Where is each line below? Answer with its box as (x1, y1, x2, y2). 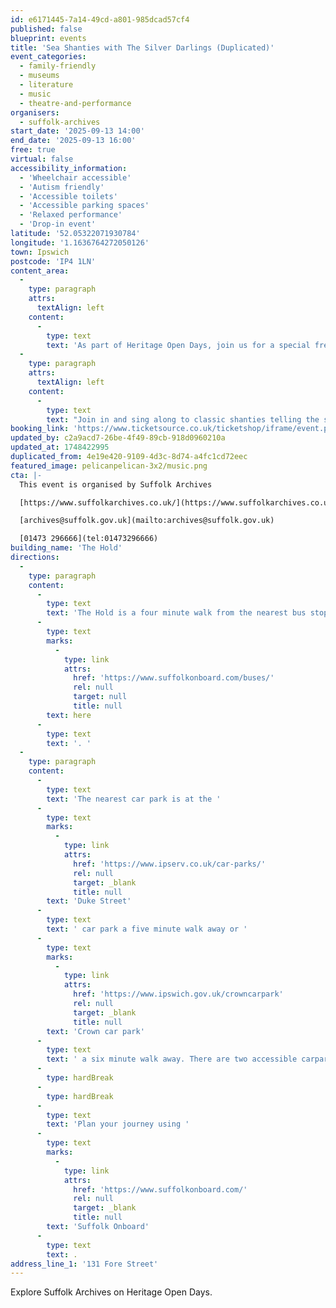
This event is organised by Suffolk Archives (19, 479, 213, 490)
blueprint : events (10, 33, 87, 43)
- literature (19, 80, 74, 90)
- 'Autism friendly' (19, 182, 105, 192)
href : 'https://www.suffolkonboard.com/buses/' (73, 673, 275, 683)
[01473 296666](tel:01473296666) (19, 534, 159, 544)
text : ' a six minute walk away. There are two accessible (46, 1054, 298, 1065)
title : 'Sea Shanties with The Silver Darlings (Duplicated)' (10, 42, 275, 53)
